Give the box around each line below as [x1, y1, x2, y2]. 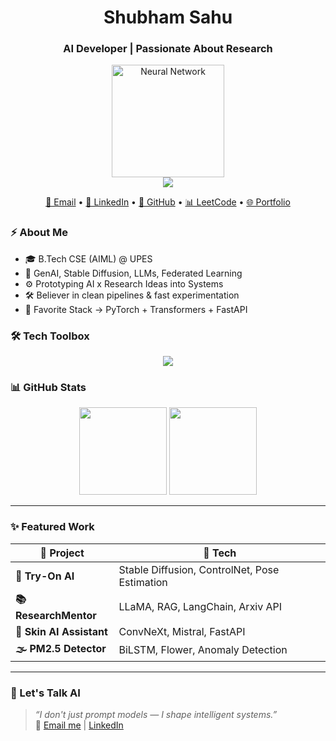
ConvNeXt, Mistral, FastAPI [118, 624, 246, 638]
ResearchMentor [15, 608, 97, 622]
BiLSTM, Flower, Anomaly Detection [118, 643, 288, 657]
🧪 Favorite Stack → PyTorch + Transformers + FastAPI [24, 303, 248, 315]
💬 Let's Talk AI [10, 686, 81, 700]
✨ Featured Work [10, 520, 95, 534]
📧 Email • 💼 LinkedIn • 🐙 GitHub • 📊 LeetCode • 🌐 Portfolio [45, 196, 291, 208]
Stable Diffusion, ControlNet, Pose [118, 562, 280, 576]
